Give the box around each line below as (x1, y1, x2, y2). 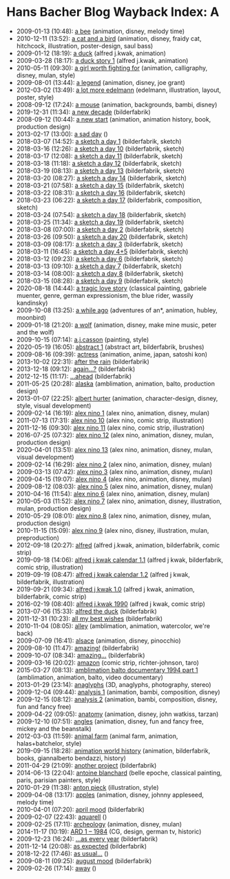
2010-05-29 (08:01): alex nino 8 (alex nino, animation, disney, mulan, (16, 511, 211, 520)
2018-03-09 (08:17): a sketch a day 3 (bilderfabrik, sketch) (16, 240, 183, 248)
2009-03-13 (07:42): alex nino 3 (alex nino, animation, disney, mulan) (16, 467, 213, 475)
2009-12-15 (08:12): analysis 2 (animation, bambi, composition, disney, (16, 695, 218, 703)
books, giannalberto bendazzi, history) (16, 754, 127, 762)
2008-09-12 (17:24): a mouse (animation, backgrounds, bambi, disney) (16, 100, 218, 108)
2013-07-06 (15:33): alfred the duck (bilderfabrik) (16, 607, 158, 615)
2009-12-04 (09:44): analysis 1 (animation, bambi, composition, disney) (16, 688, 221, 696)
